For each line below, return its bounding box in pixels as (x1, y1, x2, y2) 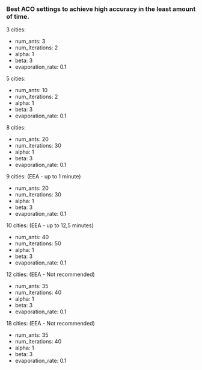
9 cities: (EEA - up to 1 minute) (6, 173, 81, 180)
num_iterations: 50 (14, 240, 61, 247)
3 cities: (6, 26, 26, 33)
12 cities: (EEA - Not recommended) (6, 271, 95, 278)
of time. (6, 12, 29, 20)
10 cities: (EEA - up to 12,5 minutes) (6, 222, 94, 229)
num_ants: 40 (14, 234, 49, 241)
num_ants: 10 (14, 87, 48, 94)
